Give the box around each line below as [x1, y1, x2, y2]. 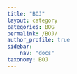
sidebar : [7, 43, 33, 50]
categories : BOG [7, 23, 55, 30]
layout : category [7, 17, 58, 24]
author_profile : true [7, 37, 71, 44]
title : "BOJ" [7, 10, 45, 18]
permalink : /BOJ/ [7, 30, 58, 37]
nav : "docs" [20, 50, 55, 57]
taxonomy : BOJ [7, 56, 49, 63]
